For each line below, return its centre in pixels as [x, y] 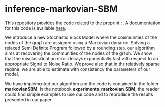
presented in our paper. [29, 99]
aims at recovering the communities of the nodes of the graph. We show [79, 53]
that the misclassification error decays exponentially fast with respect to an [82, 58]
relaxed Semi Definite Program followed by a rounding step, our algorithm [80, 48]
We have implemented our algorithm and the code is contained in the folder [82, 84]
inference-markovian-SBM [61, 9]
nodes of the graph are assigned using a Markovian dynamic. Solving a [77, 42]
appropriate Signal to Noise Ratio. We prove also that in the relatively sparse [82, 64]
